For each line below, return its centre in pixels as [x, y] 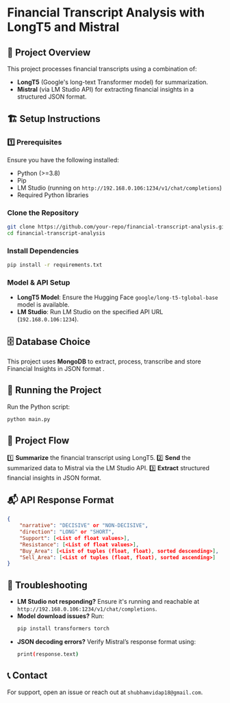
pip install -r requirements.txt [55, 265]
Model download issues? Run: [61, 616]
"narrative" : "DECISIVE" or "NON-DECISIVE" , [84, 526]
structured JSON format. [52, 97]
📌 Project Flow [38, 440]
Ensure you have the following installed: [63, 159]
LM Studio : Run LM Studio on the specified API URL [90, 312]
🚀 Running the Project [54, 391]
